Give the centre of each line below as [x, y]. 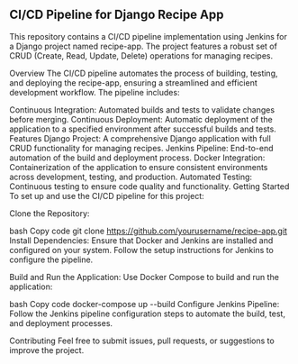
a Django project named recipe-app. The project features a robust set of [143, 46]
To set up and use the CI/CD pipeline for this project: [107, 196]
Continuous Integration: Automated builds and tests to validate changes [142, 109]
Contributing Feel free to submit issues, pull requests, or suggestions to [142, 341]
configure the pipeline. [51, 259]
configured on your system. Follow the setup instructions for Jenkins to [142, 250]
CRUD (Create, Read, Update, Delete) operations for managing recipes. [141, 55]
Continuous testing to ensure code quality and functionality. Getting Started [149, 186]
